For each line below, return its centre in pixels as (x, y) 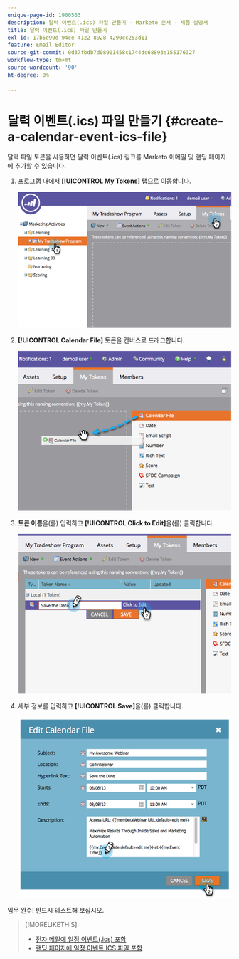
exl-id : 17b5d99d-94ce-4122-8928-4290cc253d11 (78, 38)
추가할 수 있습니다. (40, 166)
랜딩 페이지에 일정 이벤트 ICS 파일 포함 (89, 948)
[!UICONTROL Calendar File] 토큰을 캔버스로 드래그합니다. (101, 340)
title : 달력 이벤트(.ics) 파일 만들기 (57, 30)
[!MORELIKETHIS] (51, 925)
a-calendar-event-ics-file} (88, 136)
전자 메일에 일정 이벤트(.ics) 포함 (81, 939)
